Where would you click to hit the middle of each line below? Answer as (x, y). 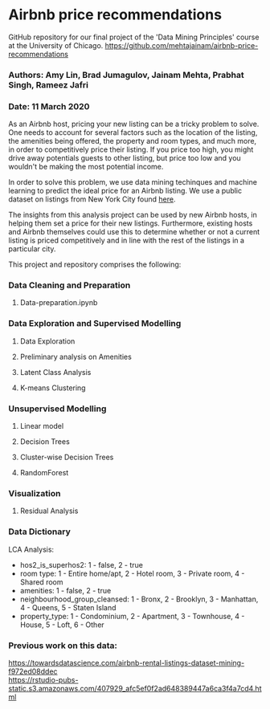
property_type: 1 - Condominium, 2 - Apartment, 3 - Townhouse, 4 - (132, 616)
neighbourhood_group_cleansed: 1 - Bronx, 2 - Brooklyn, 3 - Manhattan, (139, 599)
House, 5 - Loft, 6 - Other (62, 625)
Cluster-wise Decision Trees (67, 457)
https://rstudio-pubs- (43, 679)
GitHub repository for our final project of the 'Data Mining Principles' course (134, 37)
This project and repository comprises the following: (95, 265)
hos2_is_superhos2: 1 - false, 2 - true (81, 564)
